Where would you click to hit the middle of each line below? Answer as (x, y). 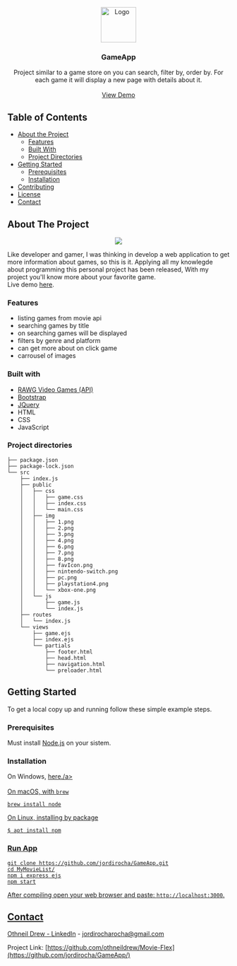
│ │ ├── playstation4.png (65, 583)
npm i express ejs (34, 875)
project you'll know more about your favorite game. (82, 277)
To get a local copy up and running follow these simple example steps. (110, 709)
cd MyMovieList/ (31, 869)
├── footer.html (69, 652)
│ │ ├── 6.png (47, 547)
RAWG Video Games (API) (55, 390)
